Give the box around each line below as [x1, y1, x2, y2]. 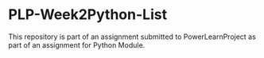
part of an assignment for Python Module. [8, 40, 146, 49]
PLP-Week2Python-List [8, 6, 168, 24]
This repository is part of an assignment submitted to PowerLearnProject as [8, 32, 256, 41]
